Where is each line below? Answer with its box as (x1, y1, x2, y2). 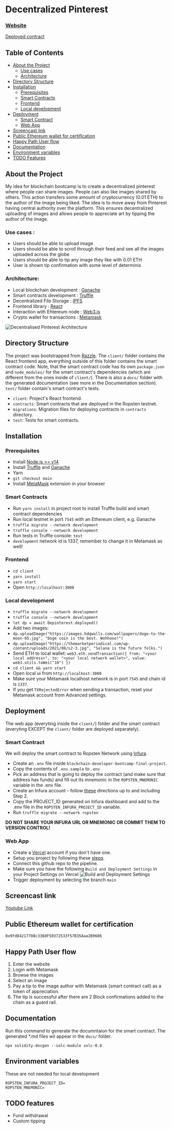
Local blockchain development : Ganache (12, 286, 101, 293)
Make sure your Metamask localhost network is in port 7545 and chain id (12, 676, 166, 682)
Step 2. (12, 793, 28, 799)
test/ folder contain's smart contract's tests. (5, 385, 100, 391)
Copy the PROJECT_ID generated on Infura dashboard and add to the (12, 799, 160, 805)
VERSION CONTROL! (5, 825, 50, 831)
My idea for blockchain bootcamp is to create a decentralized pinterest (5, 183, 155, 189)
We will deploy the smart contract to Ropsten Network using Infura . (5, 750, 148, 756)
